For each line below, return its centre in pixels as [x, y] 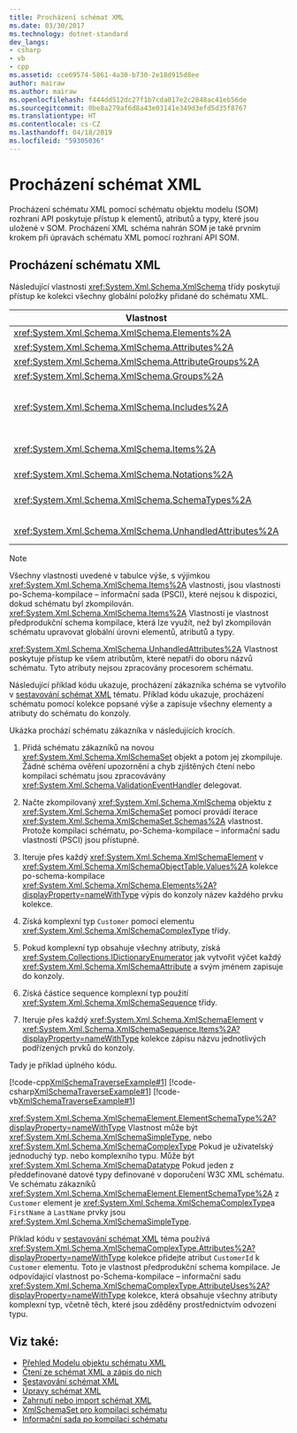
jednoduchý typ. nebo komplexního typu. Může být [102, 1155]
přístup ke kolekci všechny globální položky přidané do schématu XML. [139, 296]
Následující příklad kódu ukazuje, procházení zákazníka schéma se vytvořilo [148, 685]
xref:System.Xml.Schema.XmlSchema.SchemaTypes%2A [133, 499]
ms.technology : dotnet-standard [69, 34]
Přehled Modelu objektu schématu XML [94, 1363]
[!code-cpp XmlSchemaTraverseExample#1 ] [88, 1082]
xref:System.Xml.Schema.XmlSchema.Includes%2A [121, 406]
